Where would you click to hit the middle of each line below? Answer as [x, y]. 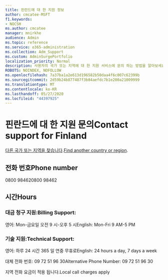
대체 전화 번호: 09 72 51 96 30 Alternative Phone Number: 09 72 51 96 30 [79, 261]
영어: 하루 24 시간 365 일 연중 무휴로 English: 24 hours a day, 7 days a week [81, 250]
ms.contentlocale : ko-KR [31, 89]
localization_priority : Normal [38, 61]
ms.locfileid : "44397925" [32, 98]
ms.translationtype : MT [30, 84]
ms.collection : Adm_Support [34, 52]
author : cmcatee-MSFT [28, 15]
